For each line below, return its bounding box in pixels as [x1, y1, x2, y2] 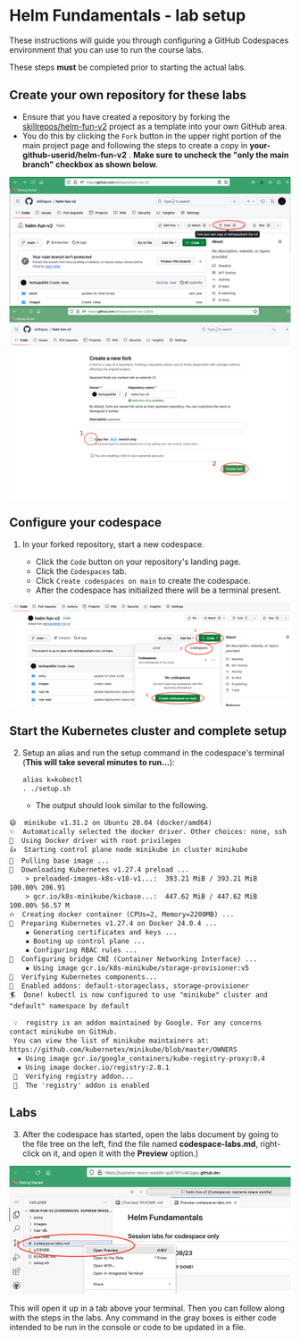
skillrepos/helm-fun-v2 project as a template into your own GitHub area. [21, 121, 287, 131]
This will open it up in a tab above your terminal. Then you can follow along [9, 1303, 286, 1314]
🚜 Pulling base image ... [9, 856, 110, 865]
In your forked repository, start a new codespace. [21, 538, 204, 550]
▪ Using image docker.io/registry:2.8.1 [17, 1063, 170, 1072]
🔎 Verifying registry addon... [12, 1072, 134, 1081]
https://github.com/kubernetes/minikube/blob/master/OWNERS [9, 1045, 238, 1054]
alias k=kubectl [21, 775, 83, 784]
